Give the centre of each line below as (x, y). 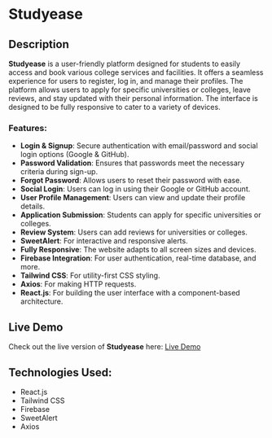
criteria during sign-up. (59, 172)
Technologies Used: (60, 372)
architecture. (42, 301)
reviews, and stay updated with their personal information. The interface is (133, 98)
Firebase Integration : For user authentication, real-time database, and (138, 258)
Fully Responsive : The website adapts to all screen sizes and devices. (138, 250)
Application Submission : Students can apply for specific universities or (140, 215)
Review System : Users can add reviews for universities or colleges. (134, 232)
